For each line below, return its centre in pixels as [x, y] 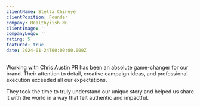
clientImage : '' [26, 28]
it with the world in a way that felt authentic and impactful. [78, 97]
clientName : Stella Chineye [41, 12]
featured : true [25, 45]
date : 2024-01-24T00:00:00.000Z [46, 51]
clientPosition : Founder [37, 17]
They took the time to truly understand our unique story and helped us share [100, 91]
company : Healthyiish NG [37, 23]
